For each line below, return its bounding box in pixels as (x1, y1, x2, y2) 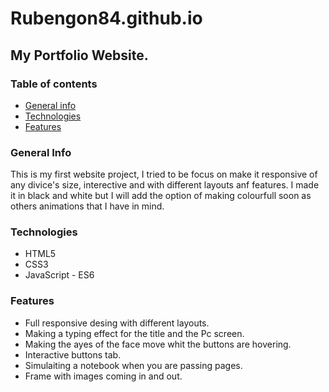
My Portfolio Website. (10, 47, 149, 64)
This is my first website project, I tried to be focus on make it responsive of (10, 168, 318, 181)
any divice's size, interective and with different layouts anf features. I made (10, 179, 320, 191)
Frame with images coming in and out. (24, 370, 183, 382)
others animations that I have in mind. (10, 200, 165, 212)
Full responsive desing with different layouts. (24, 317, 210, 329)
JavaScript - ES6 (24, 269, 95, 281)
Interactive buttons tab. (24, 348, 122, 361)
